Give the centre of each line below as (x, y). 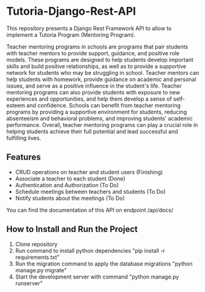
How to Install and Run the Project (72, 229)
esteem (16, 105)
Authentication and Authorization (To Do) (67, 185)
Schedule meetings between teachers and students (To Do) (90, 191)
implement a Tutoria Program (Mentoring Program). (71, 34)
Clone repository (36, 244)
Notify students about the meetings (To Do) (70, 198)
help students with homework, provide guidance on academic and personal (102, 79)
